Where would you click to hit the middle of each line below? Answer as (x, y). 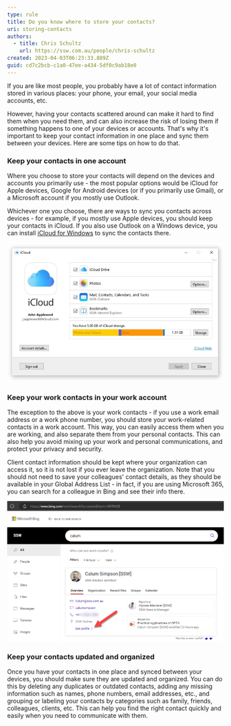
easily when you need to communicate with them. (77, 716)
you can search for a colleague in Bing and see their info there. (96, 491)
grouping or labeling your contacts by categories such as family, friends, (110, 701)
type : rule (23, 14)
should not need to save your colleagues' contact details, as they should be (114, 477)
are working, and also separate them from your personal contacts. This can (114, 434)
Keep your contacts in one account (67, 160)
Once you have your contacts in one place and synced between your (105, 672)
